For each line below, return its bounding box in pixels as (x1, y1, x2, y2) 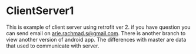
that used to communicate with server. (6, 42, 99, 49)
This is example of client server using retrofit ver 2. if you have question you (6, 23, 191, 31)
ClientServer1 (6, 4, 74, 18)
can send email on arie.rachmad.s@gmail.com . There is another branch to (6, 29, 186, 36)
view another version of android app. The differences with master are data (6, 36, 187, 43)
